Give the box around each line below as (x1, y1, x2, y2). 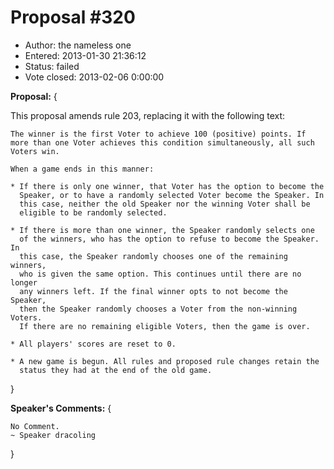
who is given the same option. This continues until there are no (19, 269, 302, 279)
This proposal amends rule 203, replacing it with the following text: (10, 109, 286, 121)
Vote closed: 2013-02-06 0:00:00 (24, 71, 165, 83)
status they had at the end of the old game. (19, 365, 213, 375)
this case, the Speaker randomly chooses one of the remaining (19, 251, 288, 261)
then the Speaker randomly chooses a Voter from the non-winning (19, 304, 298, 314)
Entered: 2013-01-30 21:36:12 (24, 49, 147, 61)
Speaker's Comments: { (10, 402, 112, 414)
